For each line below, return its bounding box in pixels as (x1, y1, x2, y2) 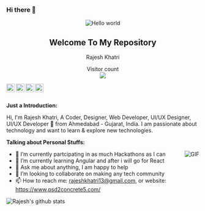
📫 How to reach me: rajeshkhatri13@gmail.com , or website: (15, 177, 166, 185)
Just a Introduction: (6, 102, 58, 109)
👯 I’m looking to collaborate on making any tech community (15, 170, 165, 177)
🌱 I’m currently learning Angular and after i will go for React (15, 157, 165, 164)
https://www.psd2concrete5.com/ (15, 186, 101, 193)
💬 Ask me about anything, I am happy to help (15, 164, 129, 171)
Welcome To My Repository (49, 37, 157, 48)
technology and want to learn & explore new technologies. (6, 127, 153, 134)
